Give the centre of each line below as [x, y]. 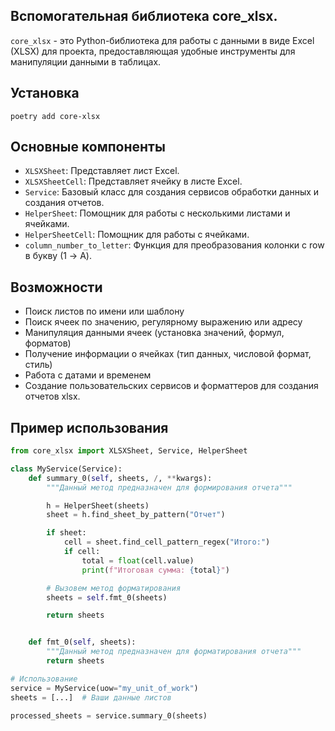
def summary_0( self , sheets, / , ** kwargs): [120, 478]
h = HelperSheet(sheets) [98, 505]
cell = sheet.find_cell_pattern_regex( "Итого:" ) [167, 542]
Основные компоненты [88, 147]
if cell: [82, 552]
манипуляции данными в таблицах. [86, 61]
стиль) [38, 365]
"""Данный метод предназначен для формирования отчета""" [169, 487]
